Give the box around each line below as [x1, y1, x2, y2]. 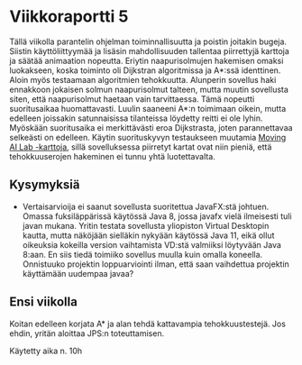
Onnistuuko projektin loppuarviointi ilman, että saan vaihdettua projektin [22, 259, 290, 269]
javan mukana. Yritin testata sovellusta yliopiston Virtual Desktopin [22, 220, 270, 231]
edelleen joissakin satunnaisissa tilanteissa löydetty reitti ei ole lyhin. [9, 113, 263, 123]
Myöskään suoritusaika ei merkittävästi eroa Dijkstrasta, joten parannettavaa [9, 122, 293, 132]
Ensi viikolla [9, 295, 78, 310]
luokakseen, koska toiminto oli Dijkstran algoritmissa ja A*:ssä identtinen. [9, 65, 281, 76]
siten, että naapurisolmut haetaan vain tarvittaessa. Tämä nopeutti [9, 93, 255, 105]
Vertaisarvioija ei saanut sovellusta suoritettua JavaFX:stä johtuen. [22, 201, 270, 212]
